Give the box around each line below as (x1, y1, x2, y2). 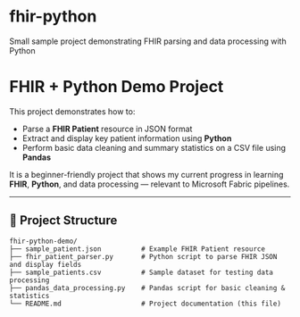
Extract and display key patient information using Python (21, 132, 232, 144)
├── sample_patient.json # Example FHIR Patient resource (9, 244, 266, 254)
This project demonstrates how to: (9, 105, 136, 117)
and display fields (9, 260, 82, 269)
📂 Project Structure (9, 213, 118, 229)
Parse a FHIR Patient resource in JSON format (21, 123, 193, 134)
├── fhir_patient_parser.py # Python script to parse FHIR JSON (9, 252, 278, 261)
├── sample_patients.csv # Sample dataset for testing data (9, 268, 274, 277)
